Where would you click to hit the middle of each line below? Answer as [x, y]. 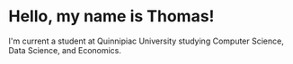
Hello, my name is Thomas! [111, 16]
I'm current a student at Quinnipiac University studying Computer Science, [146, 41]
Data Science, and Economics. [65, 50]
